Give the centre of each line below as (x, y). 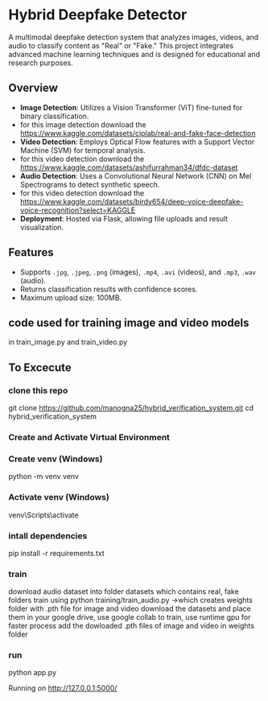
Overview (33, 88)
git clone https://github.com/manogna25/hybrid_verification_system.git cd (131, 408)
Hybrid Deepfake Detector (98, 15)
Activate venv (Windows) (59, 497)
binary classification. (54, 116)
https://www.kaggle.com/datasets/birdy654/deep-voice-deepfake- (132, 201)
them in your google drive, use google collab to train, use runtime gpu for (130, 617)
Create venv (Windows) (56, 459)
